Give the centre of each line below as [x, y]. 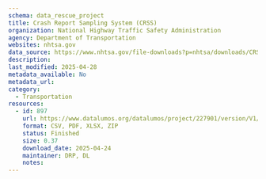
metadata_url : [32, 82]
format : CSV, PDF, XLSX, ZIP [70, 126]
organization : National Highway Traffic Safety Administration [115, 30]
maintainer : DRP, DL [56, 155]
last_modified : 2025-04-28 [53, 67]
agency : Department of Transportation [72, 38]
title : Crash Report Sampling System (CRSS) [83, 23]
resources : [26, 104]
